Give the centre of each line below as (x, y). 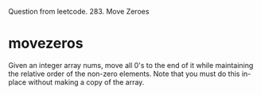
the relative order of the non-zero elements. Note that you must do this (124, 74)
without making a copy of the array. (86, 82)
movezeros (46, 44)
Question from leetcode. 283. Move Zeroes (79, 11)
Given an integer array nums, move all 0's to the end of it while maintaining (131, 65)
